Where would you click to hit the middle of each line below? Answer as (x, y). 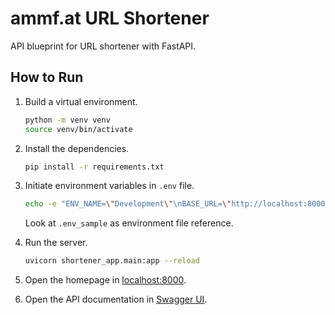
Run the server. (56, 243)
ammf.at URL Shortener (110, 18)
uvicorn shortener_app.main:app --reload (112, 261)
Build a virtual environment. (81, 101)
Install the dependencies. (77, 148)
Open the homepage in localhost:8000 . (105, 280)
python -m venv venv (67, 120)
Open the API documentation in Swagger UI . (116, 299)
